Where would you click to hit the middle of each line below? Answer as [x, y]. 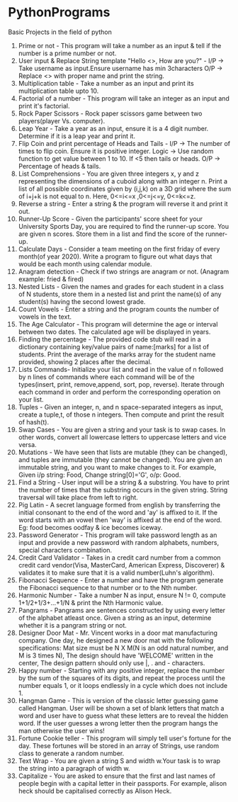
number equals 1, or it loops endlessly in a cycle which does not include [123, 685]
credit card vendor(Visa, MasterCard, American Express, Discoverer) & [121, 565]
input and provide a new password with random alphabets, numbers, [118, 542]
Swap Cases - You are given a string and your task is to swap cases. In [122, 429]
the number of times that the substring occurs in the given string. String [123, 490]
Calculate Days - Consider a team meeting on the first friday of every [119, 249]
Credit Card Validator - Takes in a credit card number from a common [120, 558]
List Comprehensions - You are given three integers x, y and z [109, 174]
